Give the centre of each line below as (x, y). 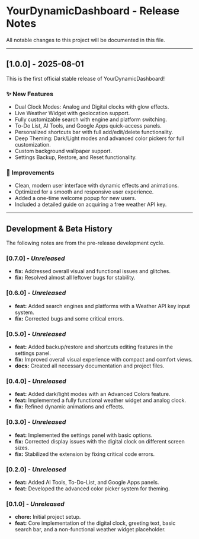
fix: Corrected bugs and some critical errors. (69, 318)
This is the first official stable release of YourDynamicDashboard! (85, 78)
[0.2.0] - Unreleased (36, 469)
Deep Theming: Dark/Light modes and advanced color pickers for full (99, 138)
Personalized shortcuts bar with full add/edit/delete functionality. (94, 132)
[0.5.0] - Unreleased (36, 334)
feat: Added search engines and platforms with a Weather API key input (102, 306)
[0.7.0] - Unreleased (36, 258)
